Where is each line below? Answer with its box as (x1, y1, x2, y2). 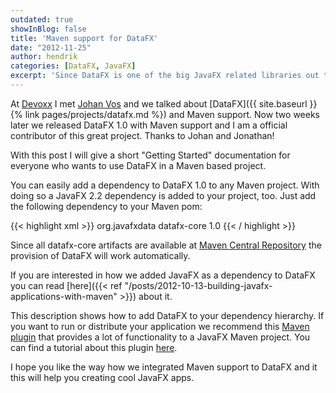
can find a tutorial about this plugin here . (10, 341, 178, 353)
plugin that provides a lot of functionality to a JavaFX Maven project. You (10, 331, 311, 343)
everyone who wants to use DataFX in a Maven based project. (10, 159, 267, 171)
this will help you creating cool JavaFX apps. (10, 371, 195, 383)
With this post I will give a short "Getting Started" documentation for (10, 149, 291, 161)
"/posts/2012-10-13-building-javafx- (124, 279, 273, 291)
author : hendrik (10, 52, 78, 62)
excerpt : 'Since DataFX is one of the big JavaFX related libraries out (10, 71, 320, 81)
